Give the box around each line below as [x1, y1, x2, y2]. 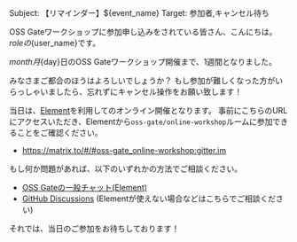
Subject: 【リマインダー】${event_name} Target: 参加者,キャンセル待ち [9, 8, 270, 18]
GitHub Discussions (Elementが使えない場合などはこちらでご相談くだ [21, 193, 277, 204]
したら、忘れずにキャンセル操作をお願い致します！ [55, 87, 242, 97]
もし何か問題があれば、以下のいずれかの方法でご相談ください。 [9, 163, 242, 174]
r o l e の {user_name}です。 [9, 38, 100, 48]
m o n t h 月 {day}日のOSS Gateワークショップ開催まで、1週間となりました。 [9, 57, 277, 66]
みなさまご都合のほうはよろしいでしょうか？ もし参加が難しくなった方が [9, 75, 276, 86]
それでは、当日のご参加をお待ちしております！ [9, 223, 180, 233]
